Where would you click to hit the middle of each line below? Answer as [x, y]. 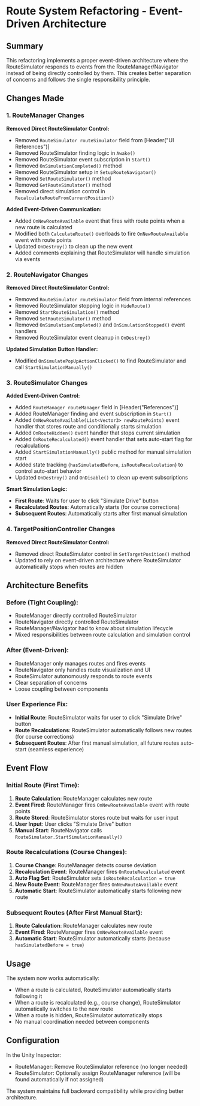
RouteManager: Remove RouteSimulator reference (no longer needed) [101, 1066]
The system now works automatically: [53, 978]
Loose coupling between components [62, 689]
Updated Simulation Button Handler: [52, 349]
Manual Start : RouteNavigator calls [58, 830]
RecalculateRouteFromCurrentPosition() [65, 198]
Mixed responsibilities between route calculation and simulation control [102, 635]
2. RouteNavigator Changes [47, 274]
